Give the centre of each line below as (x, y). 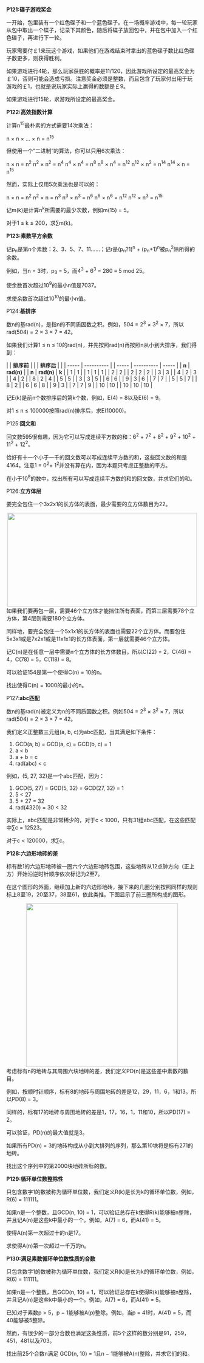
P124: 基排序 (21, 311)
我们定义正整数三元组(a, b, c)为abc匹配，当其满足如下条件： (82, 732)
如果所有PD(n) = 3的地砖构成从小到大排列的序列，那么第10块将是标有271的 (100, 1145)
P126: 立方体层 (24, 491)
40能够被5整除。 (27, 1320)
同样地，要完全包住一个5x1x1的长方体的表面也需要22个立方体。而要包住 (96, 631)
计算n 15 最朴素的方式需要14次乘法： (50, 125)
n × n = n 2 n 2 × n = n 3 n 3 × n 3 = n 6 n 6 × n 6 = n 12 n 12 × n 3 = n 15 (84, 197)
